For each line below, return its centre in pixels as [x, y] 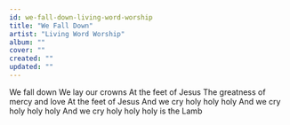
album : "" [28, 42]
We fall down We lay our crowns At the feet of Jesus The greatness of [137, 92]
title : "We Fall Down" [51, 26]
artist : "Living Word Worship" [67, 34]
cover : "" [28, 51]
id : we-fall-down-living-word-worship [81, 17]
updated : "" [31, 67]
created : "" [31, 59]
